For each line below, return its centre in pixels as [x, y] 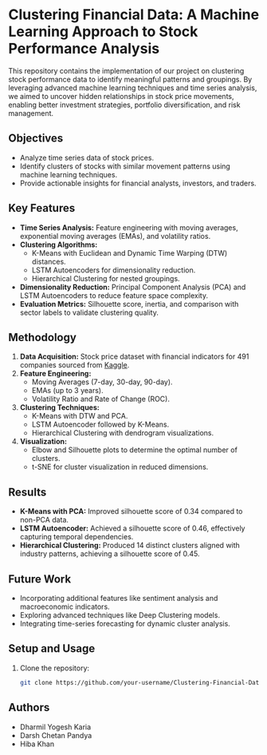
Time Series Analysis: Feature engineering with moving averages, [129, 227]
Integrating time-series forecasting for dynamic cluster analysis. [125, 624]
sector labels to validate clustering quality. [89, 312]
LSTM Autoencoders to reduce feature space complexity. [114, 295]
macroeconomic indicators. [65, 606]
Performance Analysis [84, 49]
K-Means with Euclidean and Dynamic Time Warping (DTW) [130, 252]
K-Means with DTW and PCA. [80, 416]
